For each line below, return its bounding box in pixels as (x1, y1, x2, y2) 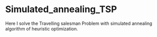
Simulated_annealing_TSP (5, 4, 117, 15)
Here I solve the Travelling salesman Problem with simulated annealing (5, 20, 152, 26)
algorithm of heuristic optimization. (5, 25, 78, 31)
